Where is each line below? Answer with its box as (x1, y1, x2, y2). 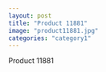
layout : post (8, 11, 52, 20)
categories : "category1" (8, 34, 92, 42)
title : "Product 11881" (8, 19, 88, 27)
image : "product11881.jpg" (8, 26, 99, 34)
